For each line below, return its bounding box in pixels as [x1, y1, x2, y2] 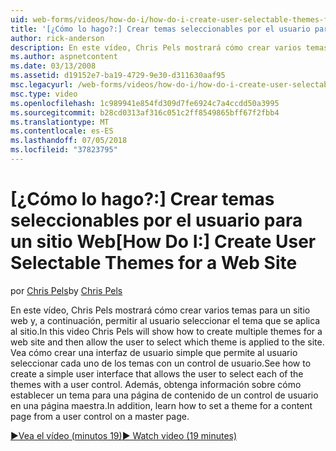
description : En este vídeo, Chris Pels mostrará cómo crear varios [10, 42, 302, 53]
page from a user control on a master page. [10, 410, 190, 422]
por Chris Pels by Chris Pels [10, 284, 123, 296]
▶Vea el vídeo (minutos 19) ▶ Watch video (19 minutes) [10, 429, 238, 441]
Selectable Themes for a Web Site [10, 252, 298, 275]
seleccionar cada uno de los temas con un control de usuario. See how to [10, 357, 312, 369]
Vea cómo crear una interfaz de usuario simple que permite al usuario [10, 346, 298, 358]
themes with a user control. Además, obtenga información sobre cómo [10, 378, 302, 390]
